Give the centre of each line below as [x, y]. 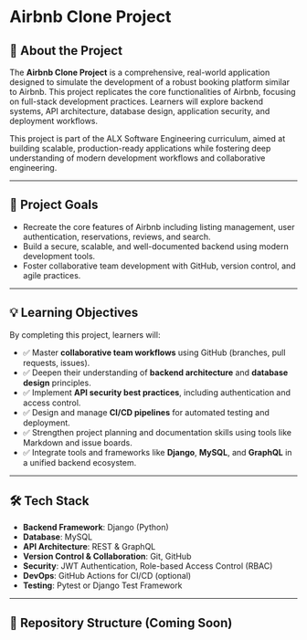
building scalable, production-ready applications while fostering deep [140, 148]
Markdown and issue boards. [77, 442]
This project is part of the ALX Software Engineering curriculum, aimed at [148, 138]
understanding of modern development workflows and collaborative [138, 158]
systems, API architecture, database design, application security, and [140, 111]
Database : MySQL [58, 537]
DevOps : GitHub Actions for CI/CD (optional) [107, 576]
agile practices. [52, 275]
